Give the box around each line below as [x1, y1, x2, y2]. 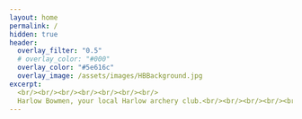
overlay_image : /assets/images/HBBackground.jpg [17, 72, 203, 81]
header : [9, 38, 39, 47]
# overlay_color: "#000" [17, 55, 111, 64]
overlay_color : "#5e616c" [17, 64, 115, 72]
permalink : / [9, 21, 58, 30]
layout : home [9, 13, 58, 22]
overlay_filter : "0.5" [17, 47, 102, 55]
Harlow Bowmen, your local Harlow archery [17, 96, 179, 106]
